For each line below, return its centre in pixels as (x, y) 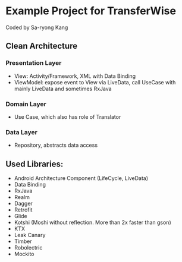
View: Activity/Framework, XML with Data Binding (75, 76)
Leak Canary (30, 235)
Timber (23, 241)
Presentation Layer (34, 63)
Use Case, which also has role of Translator (68, 116)
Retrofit (23, 210)
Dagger (23, 204)
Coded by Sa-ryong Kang (37, 27)
